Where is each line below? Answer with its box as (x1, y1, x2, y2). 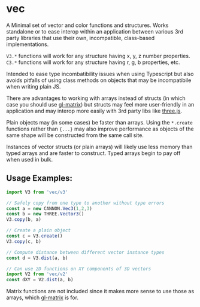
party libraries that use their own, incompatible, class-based (6, 34, 155, 41)
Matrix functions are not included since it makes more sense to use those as (6, 288, 195, 295)
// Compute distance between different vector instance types (6, 249, 165, 256)
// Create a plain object (6, 227, 71, 233)
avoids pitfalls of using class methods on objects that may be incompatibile (6, 77, 192, 84)
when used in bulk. (6, 156, 53, 163)
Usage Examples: (6, 173, 73, 184)
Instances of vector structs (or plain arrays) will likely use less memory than (6, 143, 193, 150)
